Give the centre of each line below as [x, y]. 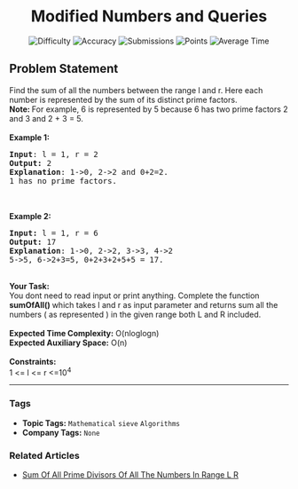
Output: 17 [33, 242]
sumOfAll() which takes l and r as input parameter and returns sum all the [144, 304]
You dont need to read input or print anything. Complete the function [134, 296]
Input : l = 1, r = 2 [54, 154]
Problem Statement [64, 69]
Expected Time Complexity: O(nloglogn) [84, 333]
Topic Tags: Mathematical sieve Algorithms [101, 422]
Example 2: [30, 216]
